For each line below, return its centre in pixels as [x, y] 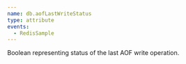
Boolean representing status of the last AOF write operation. [93, 53]
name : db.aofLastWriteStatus [49, 14]
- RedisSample [34, 33]
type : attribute [31, 20]
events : [18, 26]
